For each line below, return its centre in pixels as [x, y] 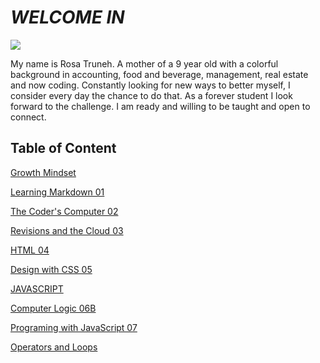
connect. [28, 117]
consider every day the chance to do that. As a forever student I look [151, 95]
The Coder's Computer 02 [64, 211]
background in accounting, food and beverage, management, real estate [159, 74]
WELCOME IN [67, 17]
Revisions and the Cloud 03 [67, 230]
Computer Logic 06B [53, 308]
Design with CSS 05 [51, 269]
